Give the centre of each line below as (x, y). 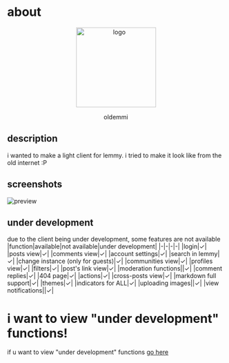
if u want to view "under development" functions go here (88, 352)
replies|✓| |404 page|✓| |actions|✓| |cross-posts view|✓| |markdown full (112, 276)
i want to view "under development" (113, 318)
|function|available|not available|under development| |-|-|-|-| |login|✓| (107, 246)
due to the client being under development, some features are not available (114, 239)
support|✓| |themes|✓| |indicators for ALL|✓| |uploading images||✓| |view (113, 283)
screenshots (35, 185)
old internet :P (27, 162)
